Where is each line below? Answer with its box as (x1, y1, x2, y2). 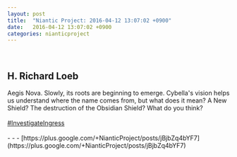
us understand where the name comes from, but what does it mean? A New (7, 96, 227, 105)
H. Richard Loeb (7, 70, 79, 82)
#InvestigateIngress (7, 119, 65, 127)
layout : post (7, 10, 46, 18)
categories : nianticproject (7, 30, 90, 37)
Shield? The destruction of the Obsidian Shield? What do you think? (7, 104, 203, 112)
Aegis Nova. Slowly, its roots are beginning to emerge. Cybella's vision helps (7, 89, 230, 98)
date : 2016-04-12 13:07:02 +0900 (7, 23, 112, 30)
